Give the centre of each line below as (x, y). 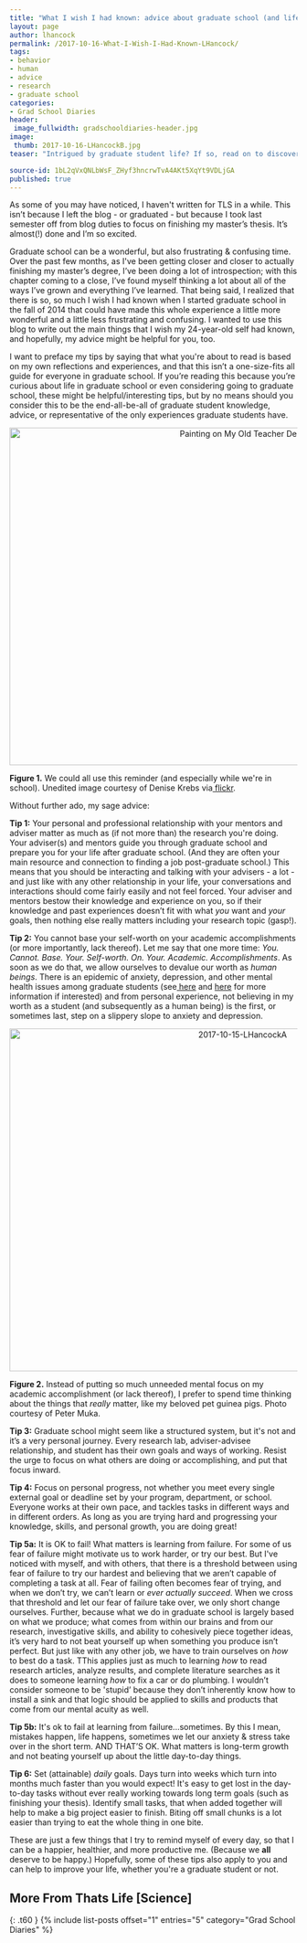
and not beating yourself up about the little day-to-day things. (126, 1757)
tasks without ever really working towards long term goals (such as (163, 1793)
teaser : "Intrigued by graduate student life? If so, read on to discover (155, 154)
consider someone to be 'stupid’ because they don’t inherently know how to (153, 1690)
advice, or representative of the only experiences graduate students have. (149, 415)
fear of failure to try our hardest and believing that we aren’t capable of (143, 1574)
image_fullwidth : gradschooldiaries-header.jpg (106, 129)
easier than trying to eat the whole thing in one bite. (106, 1822)
